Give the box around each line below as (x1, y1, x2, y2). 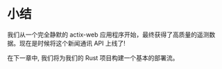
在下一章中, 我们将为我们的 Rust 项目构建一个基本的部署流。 (7, 53, 179, 62)
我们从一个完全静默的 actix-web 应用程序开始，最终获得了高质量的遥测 (7, 30, 210, 39)
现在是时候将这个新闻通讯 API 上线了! (19, 39, 126, 47)
